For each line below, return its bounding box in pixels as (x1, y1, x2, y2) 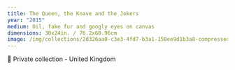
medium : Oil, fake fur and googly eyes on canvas (7, 23, 155, 30)
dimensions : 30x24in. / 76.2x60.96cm (7, 29, 117, 37)
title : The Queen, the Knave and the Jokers (7, 10, 139, 17)
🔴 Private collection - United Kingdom (7, 55, 116, 63)
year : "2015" (7, 17, 45, 24)
